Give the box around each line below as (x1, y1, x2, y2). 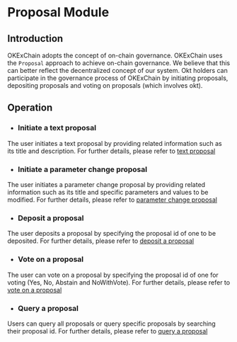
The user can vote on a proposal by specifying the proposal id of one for (7, 270, 219, 279)
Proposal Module (7, 4, 110, 21)
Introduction (7, 33, 64, 45)
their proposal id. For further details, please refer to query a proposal (7, 326, 208, 335)
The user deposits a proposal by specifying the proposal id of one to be (7, 229, 216, 238)
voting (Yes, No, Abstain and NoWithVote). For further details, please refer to (7, 278, 231, 287)
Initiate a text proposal (17, 123, 97, 133)
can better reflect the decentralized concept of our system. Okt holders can (7, 67, 228, 74)
